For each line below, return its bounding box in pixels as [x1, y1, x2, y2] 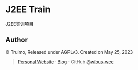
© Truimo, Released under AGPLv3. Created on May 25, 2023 [5, 49, 133, 55]
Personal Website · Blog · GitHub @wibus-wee [17, 59, 114, 65]
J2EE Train [5, 4, 51, 15]
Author [5, 36, 28, 44]
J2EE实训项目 [5, 21, 34, 27]
